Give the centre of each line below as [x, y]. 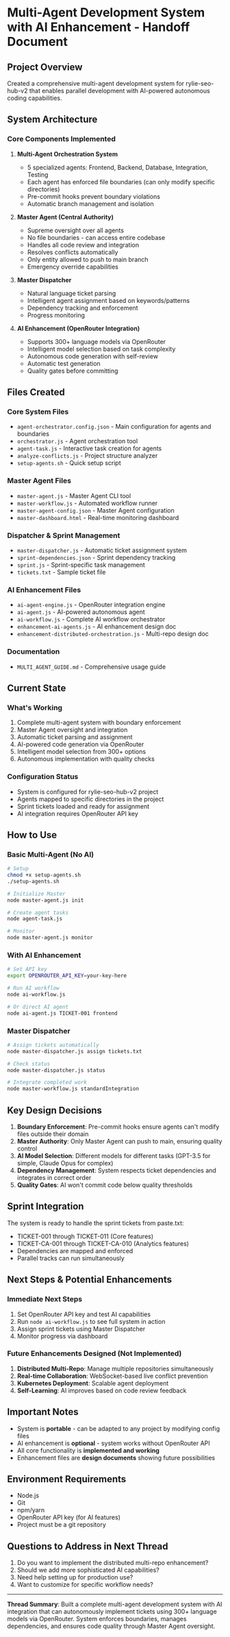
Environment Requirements [67, 1479]
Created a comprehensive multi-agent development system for [96, 83]
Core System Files [38, 411]
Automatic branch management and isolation [90, 204]
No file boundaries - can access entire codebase [96, 237]
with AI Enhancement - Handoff [99, 27]
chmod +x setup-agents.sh [44, 875]
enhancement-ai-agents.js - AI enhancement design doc [97, 627]
